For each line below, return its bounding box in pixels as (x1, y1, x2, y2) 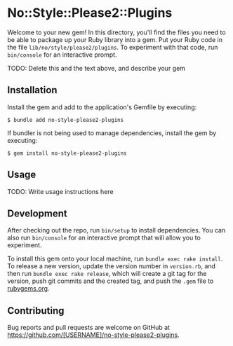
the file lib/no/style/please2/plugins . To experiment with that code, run (7, 43, 218, 51)
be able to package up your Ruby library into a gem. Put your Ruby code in (7, 35, 223, 43)
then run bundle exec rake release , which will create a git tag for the (7, 270, 207, 278)
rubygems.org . (7, 284, 50, 293)
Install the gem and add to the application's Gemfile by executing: (7, 103, 197, 111)
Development (7, 207, 68, 219)
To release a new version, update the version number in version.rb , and (7, 262, 216, 270)
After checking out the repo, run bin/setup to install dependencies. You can (7, 226, 226, 235)
